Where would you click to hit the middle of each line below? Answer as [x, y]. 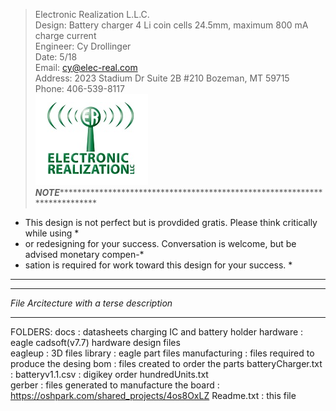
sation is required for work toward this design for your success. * [158, 265]
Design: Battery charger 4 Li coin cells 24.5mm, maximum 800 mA [171, 25]
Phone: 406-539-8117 [79, 88]
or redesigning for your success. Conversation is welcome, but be [160, 243]
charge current [65, 35]
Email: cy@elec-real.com [86, 67]
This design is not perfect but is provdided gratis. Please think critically [171, 222]
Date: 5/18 [56, 57]
